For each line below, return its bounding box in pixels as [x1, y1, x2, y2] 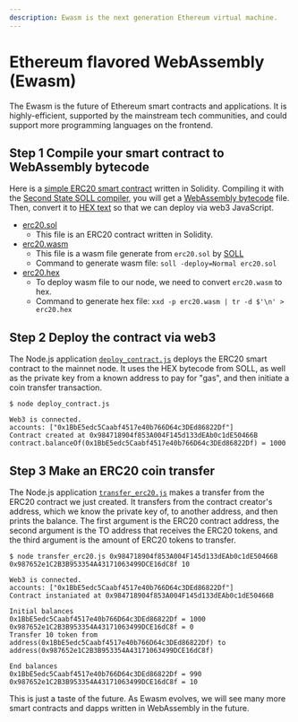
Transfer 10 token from [9, 631, 98, 639]
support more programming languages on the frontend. [9, 119, 213, 130]
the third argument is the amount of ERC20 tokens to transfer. [9, 535, 236, 545]
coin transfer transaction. [9, 382, 103, 393]
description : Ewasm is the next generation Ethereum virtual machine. [9, 13, 278, 22]
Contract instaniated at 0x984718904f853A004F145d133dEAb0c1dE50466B [9, 591, 275, 600]
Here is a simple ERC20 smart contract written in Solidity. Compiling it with [9, 183, 285, 194]
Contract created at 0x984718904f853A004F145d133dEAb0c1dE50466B [9, 431, 258, 440]
